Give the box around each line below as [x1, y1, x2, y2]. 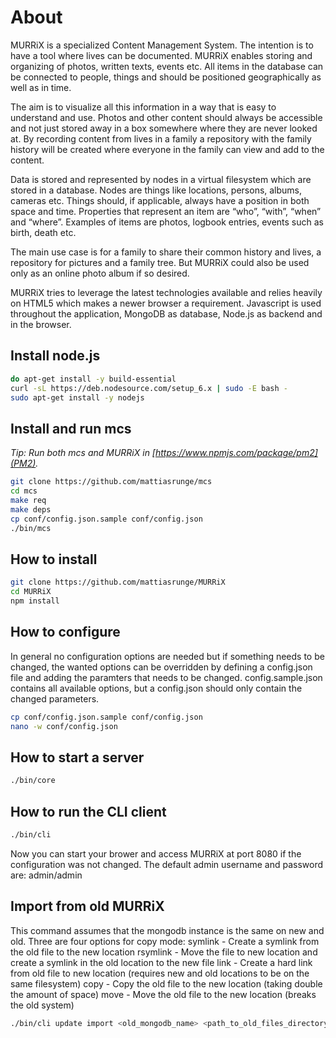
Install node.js [10, 347, 101, 365]
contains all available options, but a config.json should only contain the [10, 682, 303, 694]
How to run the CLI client [10, 803, 167, 820]
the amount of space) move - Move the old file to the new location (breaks [10, 988, 317, 1000]
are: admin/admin [10, 869, 83, 881]
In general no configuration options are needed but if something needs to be [10, 650, 325, 662]
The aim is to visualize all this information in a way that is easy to [10, 101, 277, 113]
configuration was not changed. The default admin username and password [10, 858, 324, 870]
